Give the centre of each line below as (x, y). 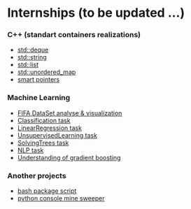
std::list (28, 65)
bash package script (47, 191)
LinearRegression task (50, 128)
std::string (32, 57)
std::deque (33, 50)
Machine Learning (39, 98)
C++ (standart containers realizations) (74, 35)
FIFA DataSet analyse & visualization (70, 113)
